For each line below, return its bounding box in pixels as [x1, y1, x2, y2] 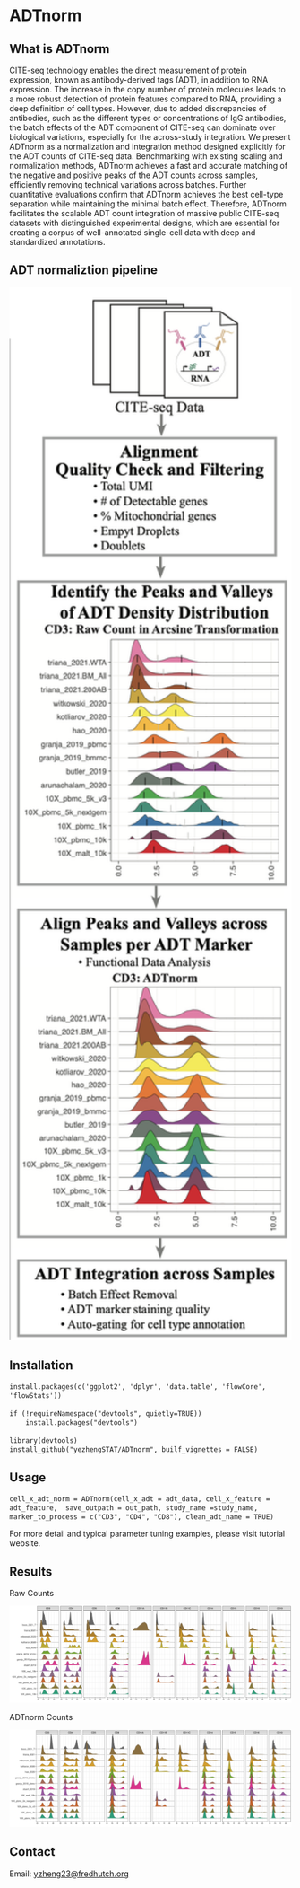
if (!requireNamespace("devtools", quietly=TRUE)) [9, 1409, 202, 1418]
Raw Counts [9, 1587, 55, 1598]
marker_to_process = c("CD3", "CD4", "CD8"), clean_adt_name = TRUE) [9, 1513, 275, 1522]
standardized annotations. [9, 237, 106, 247]
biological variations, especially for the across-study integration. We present [9, 132, 291, 142]
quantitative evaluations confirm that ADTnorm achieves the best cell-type [9, 189, 284, 199]
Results [9, 1564, 53, 1579]
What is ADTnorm [9, 41, 110, 57]
